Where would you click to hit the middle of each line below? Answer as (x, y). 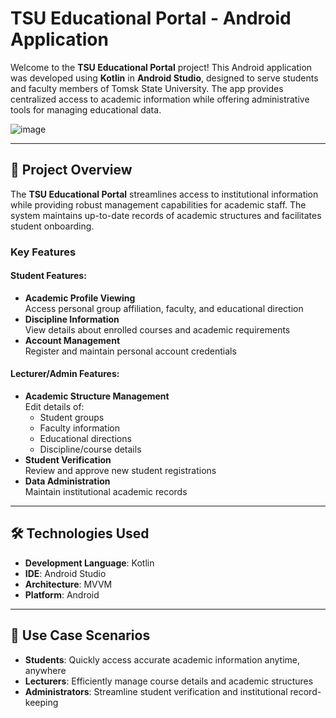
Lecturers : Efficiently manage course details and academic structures (169, 681)
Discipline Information (72, 319)
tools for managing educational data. (86, 109)
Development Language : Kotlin (89, 563)
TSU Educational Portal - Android (151, 18)
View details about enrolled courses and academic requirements (157, 329)
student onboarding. (52, 226)
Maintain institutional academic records (106, 492)
